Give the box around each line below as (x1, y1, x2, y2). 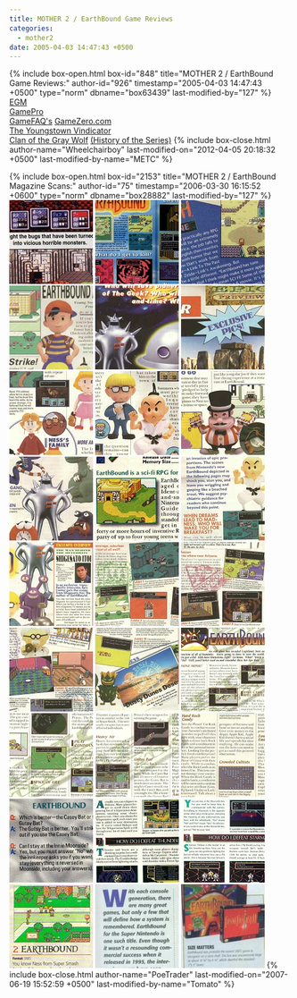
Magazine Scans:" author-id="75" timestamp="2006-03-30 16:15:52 (9, 181, 261, 191)
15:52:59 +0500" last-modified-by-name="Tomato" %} (32, 979, 235, 990)
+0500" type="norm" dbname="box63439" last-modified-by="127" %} (9, 88, 272, 98)
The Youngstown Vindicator (9, 125, 111, 136)
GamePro (9, 106, 45, 117)
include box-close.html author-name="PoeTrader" (9, 969, 194, 980)
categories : (9, 23, 54, 33)
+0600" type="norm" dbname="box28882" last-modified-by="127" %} (9, 190, 272, 201)
